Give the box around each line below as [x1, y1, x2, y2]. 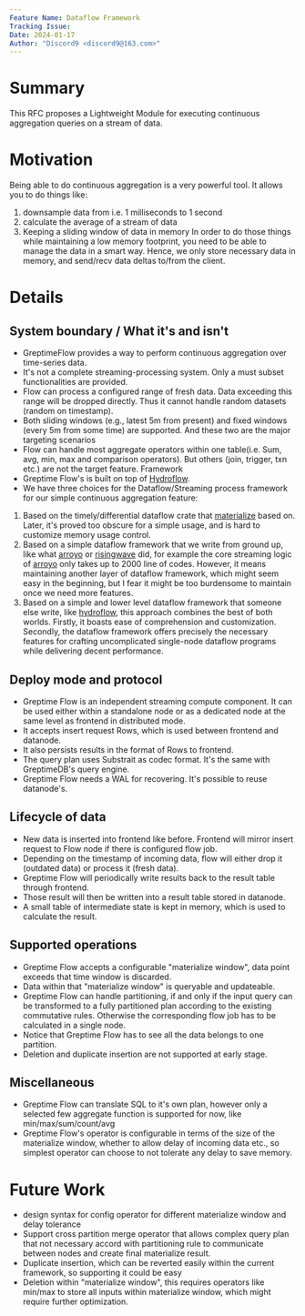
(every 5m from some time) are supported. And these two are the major [22, 425, 291, 436]
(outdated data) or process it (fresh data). [22, 862, 179, 874]
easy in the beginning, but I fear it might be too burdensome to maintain [22, 578, 291, 589]
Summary [9, 78, 85, 98]
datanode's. [22, 783, 68, 794]
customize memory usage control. [22, 530, 152, 541]
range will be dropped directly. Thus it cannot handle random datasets [22, 396, 287, 407]
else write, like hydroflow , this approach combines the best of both [22, 607, 273, 618]
